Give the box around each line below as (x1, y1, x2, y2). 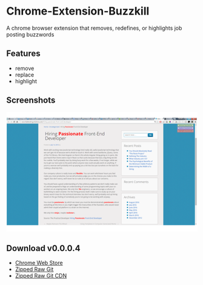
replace (15, 71, 35, 78)
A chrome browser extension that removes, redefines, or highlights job (6, 24, 182, 32)
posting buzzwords (6, 30, 55, 38)
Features (6, 49, 41, 59)
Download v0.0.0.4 (6, 243, 81, 253)
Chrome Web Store (15, 259, 63, 267)
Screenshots (6, 95, 56, 106)
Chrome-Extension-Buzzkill (6, 4, 150, 18)
